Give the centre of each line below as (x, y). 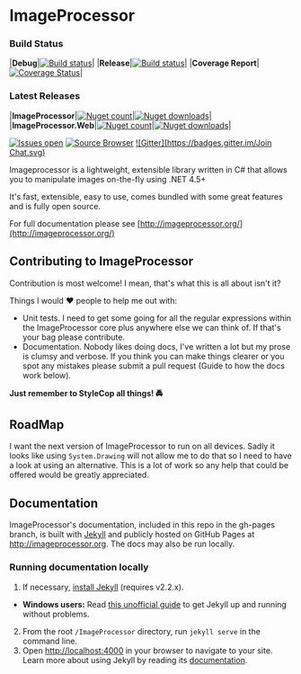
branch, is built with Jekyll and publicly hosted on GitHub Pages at (132, 535)
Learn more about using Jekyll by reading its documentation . (135, 660)
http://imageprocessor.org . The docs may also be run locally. (122, 544)
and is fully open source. (55, 206)
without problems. (56, 614)
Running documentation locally (79, 567)
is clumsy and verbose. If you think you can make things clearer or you (153, 356)
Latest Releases (45, 96)
